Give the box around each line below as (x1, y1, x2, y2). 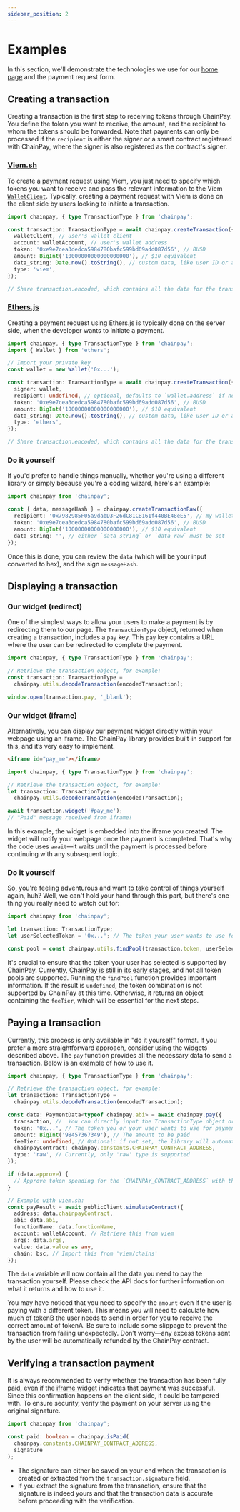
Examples (7, 41, 67, 57)
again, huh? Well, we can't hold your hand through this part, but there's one (7, 891, 230, 900)
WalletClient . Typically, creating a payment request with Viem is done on (7, 191, 224, 200)
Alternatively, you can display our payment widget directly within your (7, 726, 213, 735)
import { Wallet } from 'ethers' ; (7, 346, 111, 354)
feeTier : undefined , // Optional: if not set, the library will (14, 1138, 209, 1145)
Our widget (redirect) (7, 601, 82, 611)
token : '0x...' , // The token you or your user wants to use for (14, 1124, 213, 1132)
